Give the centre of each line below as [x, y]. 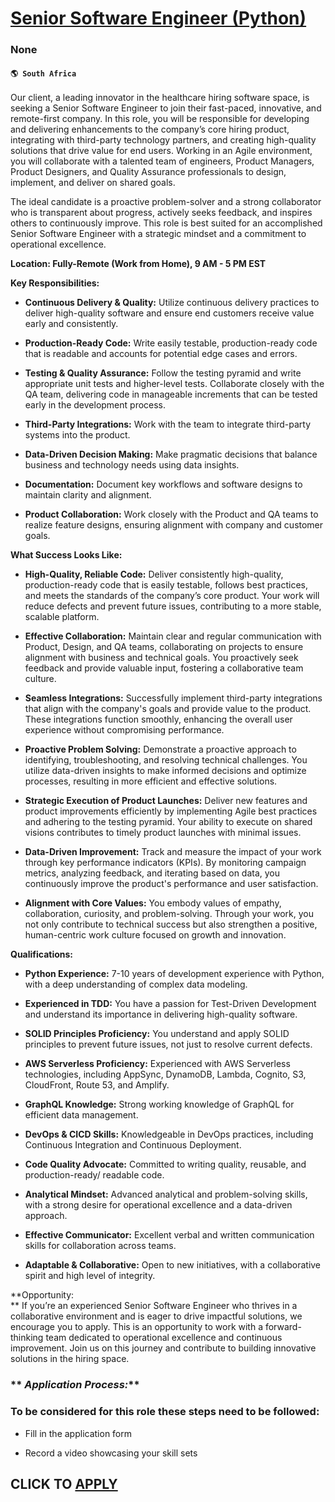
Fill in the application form [78, 1433]
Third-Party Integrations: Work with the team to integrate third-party [168, 424]
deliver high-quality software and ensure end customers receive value [169, 313]
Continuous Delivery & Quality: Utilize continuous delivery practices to [172, 303]
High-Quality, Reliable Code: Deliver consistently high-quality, [154, 574]
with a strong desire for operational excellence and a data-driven [158, 1205]
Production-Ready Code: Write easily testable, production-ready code [171, 343]
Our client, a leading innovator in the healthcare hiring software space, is [160, 98]
